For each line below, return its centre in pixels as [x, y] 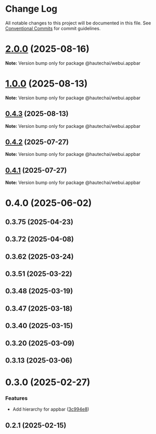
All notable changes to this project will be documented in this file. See [78, 23]
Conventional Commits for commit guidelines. [53, 28]
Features [17, 398]
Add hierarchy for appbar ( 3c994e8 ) [51, 409]
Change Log [31, 9]
